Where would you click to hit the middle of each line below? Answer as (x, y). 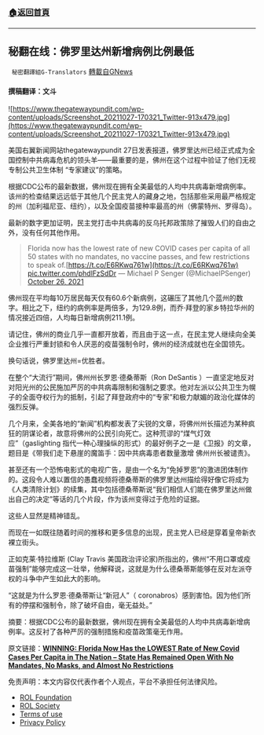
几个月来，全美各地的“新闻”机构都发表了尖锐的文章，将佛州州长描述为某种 (128, 424)
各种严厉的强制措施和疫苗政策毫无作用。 (121, 632)
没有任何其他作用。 (53, 232)
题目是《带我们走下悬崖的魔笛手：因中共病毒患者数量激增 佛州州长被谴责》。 (131, 453)
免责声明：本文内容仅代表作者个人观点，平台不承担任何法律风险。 (115, 682)
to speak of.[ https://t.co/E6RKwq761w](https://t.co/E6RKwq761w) (133, 265)
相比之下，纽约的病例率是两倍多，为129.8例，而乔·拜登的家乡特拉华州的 (138, 308)
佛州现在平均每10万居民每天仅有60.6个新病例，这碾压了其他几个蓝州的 (123, 298)
